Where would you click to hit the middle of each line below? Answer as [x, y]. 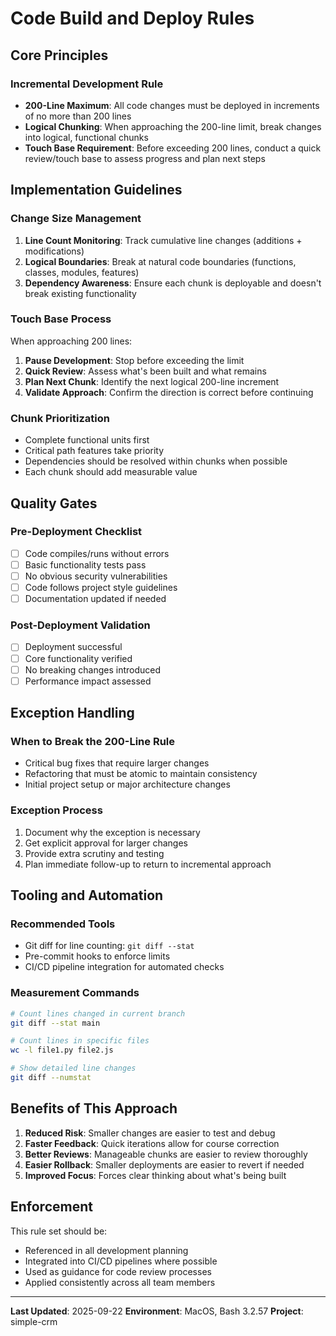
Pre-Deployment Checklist [76, 532]
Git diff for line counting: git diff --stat [109, 946]
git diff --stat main [55, 1023]
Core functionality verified [78, 658]
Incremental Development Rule [87, 84]
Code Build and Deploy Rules [132, 18]
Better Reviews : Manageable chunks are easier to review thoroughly [166, 1154]
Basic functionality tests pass [85, 564]
